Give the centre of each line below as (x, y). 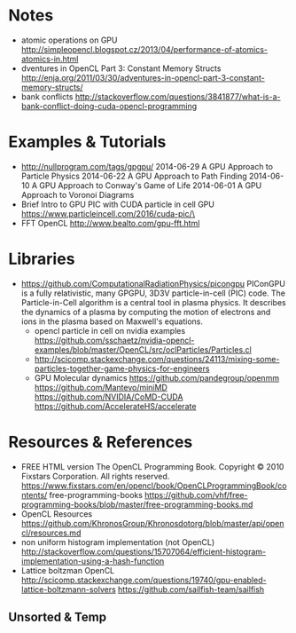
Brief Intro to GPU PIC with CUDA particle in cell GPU (117, 204)
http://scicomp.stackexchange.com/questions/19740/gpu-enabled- (144, 580)
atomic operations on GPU (69, 40)
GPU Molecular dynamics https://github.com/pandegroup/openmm (157, 377)
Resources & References (101, 442)
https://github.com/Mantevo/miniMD (101, 387)
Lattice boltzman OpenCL (68, 570)
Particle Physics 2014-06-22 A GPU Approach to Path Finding (134, 176)
